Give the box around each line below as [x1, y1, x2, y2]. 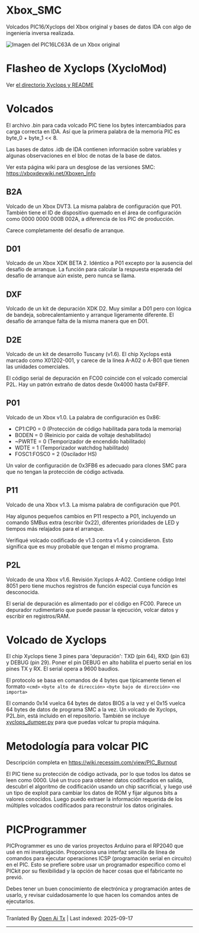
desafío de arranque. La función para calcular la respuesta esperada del [6, 266, 182, 273]
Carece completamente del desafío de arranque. [6, 226, 125, 234]
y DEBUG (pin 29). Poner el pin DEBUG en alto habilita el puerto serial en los [6, 659, 192, 666]
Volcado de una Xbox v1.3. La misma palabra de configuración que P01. [6, 501, 181, 508]
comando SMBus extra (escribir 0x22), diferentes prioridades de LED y [6, 519, 179, 526]
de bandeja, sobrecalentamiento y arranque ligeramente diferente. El [6, 312, 174, 319]
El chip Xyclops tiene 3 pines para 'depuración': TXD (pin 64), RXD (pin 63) [6, 653, 190, 660]
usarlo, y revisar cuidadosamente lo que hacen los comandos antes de [6, 892, 179, 899]
